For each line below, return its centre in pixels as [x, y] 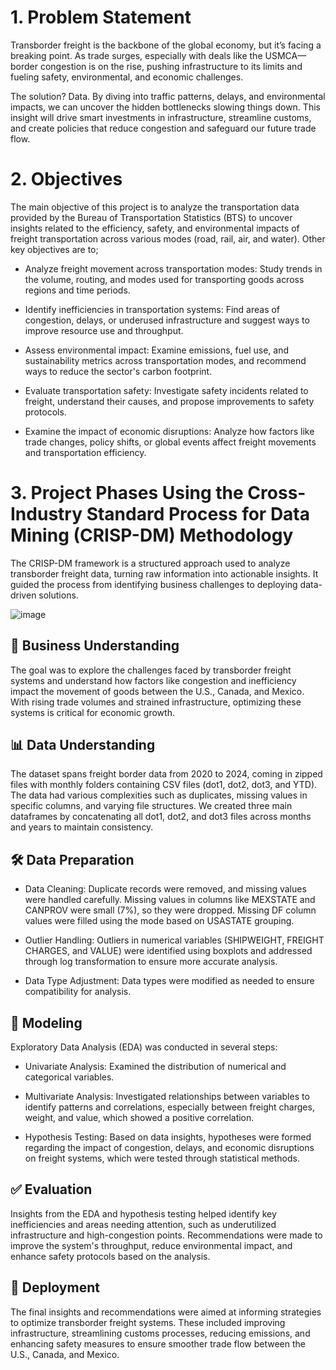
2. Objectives [66, 179]
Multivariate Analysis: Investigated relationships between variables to [167, 1097]
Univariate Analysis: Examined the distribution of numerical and [155, 1067]
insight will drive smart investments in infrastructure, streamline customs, [161, 117]
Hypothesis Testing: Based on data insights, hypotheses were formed [168, 1137]
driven [23, 595]
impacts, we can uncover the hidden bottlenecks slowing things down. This [165, 107]
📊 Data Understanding [83, 745]
